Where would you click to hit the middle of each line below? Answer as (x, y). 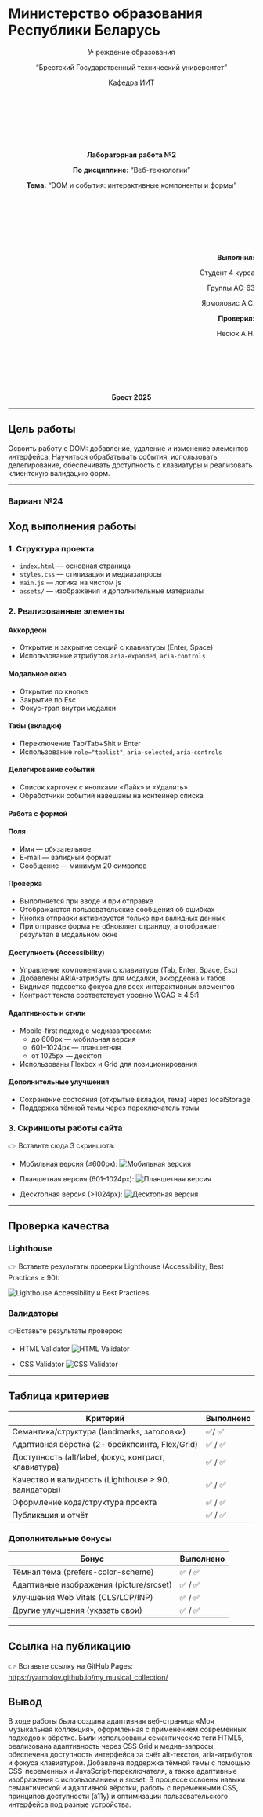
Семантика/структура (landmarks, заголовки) (99, 1431)
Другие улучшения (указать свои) (77, 1610)
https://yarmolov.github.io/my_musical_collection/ (88, 1677)
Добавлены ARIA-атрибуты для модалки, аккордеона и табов (122, 978)
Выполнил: (236, 257)
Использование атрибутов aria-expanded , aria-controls (112, 656)
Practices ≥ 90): (34, 1277)
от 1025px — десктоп (66, 1055)
